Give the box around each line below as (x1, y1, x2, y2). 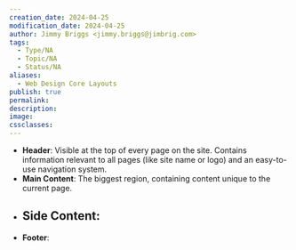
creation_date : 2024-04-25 (9, 12, 109, 22)
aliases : (9, 71, 42, 80)
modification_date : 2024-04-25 (9, 21, 125, 30)
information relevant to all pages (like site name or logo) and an (21, 155, 253, 165)
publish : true (9, 87, 62, 96)
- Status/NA (17, 63, 62, 72)
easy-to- (254, 155, 287, 165)
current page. (21, 183, 73, 193)
